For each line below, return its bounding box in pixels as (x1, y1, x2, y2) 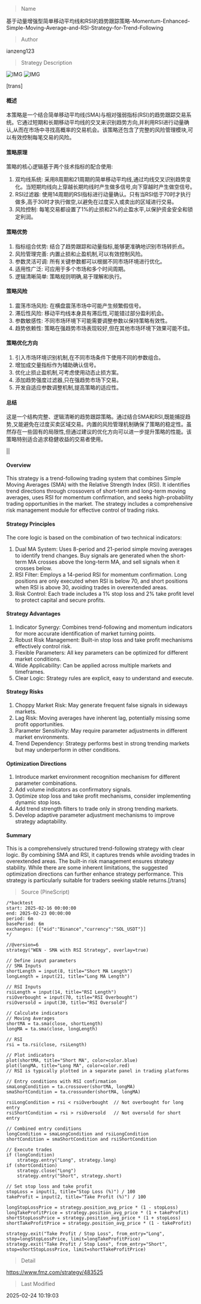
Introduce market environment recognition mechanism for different (14, 774, 181, 781)
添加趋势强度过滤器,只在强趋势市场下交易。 (14, 376, 122, 383)
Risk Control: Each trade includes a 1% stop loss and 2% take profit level (14, 590, 194, 597)
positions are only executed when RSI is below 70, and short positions (14, 577, 188, 584)
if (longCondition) (6, 1152, 55, 1158)
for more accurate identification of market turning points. (14, 629, 156, 637)
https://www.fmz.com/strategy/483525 (6, 1269, 103, 1276)
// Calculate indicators (6, 1011, 68, 1017)
